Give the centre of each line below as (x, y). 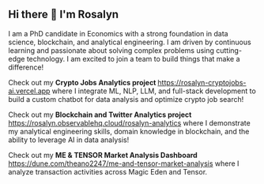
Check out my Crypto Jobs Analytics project (82, 82)
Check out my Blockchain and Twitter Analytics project (100, 115)
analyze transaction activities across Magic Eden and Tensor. (108, 171)
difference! (26, 67)
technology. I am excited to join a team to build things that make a (133, 58)
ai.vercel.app (29, 91)
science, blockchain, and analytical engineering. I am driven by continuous (130, 42)
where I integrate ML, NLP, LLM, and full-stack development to (154, 91)
